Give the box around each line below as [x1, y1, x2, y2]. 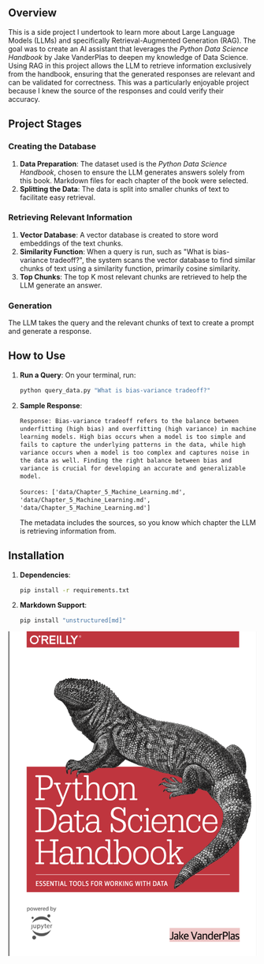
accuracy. [8, 94, 41, 103]
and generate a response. [8, 327, 92, 336]
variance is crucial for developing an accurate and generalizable [19, 464, 246, 472]
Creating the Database [8, 141, 97, 152]
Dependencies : [19, 570, 71, 580]
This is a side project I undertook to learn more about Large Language [8, 27, 235, 36]
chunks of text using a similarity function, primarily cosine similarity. [19, 264, 240, 273]
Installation [8, 549, 65, 563]
